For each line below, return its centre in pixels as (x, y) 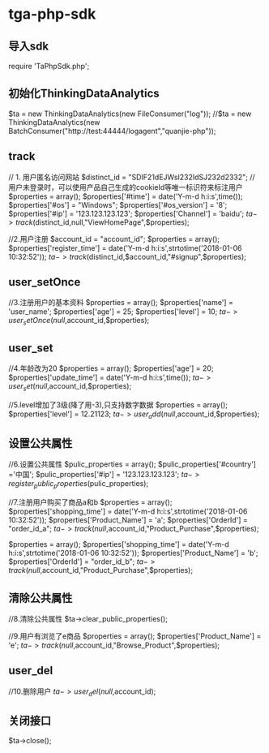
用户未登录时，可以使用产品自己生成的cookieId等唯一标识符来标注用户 (126, 187)
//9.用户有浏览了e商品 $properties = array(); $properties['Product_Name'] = (135, 636)
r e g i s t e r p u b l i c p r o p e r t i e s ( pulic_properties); (79, 485)
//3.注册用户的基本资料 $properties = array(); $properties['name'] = (121, 303)
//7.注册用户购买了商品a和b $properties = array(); (90, 502)
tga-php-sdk (52, 14)
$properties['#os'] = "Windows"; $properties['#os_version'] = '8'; (118, 204)
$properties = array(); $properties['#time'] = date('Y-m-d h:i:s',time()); (126, 196)
